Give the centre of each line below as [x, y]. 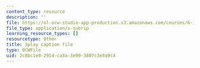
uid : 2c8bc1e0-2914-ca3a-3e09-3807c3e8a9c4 [61, 56]
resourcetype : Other [32, 39]
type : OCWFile [24, 50]
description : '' [26, 17]
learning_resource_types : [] [42, 34]
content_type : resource [36, 12]
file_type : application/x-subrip [48, 28]
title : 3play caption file [40, 45]
